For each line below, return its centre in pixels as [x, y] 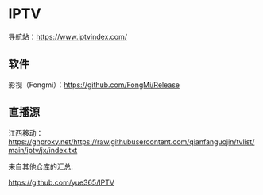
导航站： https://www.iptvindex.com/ [68, 36]
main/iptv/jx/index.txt [43, 150]
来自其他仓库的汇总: [41, 166]
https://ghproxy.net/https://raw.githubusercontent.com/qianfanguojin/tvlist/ [131, 141]
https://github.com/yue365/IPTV [62, 182]
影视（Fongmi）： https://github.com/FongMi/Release [94, 85]
